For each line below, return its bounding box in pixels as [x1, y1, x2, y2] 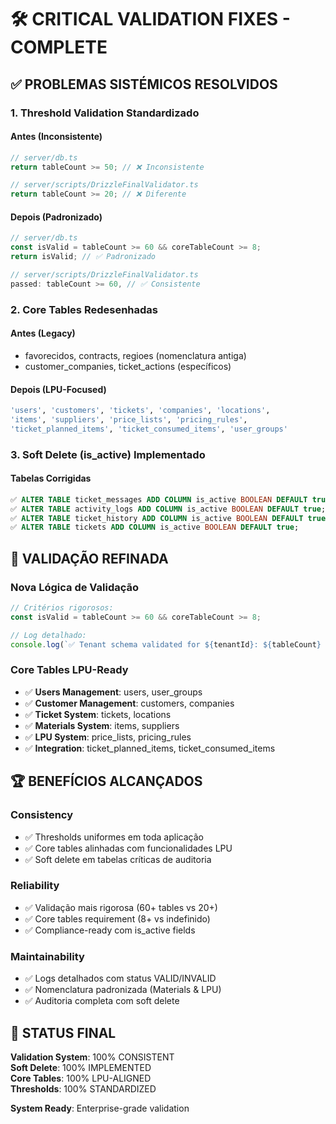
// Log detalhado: [10, 630, 87, 640]
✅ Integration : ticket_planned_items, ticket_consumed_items [24, 742, 276, 754]
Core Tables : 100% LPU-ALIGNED [10, 1072, 152, 1084]
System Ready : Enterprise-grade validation [10, 1102, 190, 1114]
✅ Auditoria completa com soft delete [24, 995, 180, 1007]
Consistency [10, 808, 74, 822]
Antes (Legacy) [10, 327, 76, 340]
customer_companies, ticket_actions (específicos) [24, 360, 232, 372]
